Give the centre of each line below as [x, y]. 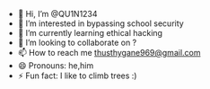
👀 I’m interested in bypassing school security [101, 23]
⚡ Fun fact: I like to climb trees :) [77, 76]
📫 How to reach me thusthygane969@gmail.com [109, 53]
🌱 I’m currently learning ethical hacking [90, 33]
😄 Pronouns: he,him [56, 66]
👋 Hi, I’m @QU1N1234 [57, 14]
